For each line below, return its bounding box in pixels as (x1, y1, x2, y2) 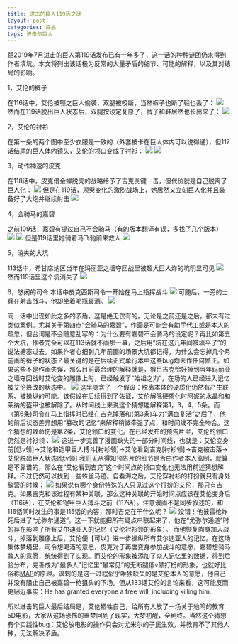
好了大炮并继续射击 (13, 195, 69, 203)
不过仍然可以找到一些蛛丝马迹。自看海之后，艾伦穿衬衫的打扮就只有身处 (19, 472, 231, 481)
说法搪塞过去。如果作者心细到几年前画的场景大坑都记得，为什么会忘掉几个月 (7, 348, 231, 356)
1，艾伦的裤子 (7, 83, 47, 92)
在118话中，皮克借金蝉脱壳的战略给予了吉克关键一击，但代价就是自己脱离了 (7, 177, 228, 186)
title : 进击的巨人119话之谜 (7, 10, 81, 18)
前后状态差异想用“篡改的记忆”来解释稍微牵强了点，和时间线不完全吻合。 (13, 419, 225, 427)
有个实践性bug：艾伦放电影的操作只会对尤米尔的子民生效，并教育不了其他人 (7, 620, 230, 629)
